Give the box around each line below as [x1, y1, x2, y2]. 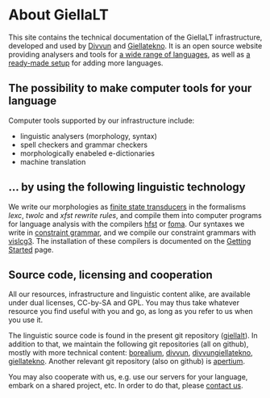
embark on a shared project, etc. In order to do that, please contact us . [8, 381, 243, 391]
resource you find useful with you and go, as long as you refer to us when [8, 307, 254, 316]
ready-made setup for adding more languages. [8, 58, 164, 68]
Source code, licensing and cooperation [8, 268, 214, 282]
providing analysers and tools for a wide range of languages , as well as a [8, 49, 251, 59]
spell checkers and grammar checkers [19, 140, 147, 149]
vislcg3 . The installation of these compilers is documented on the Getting [8, 236, 251, 245]
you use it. [8, 315, 43, 325]
